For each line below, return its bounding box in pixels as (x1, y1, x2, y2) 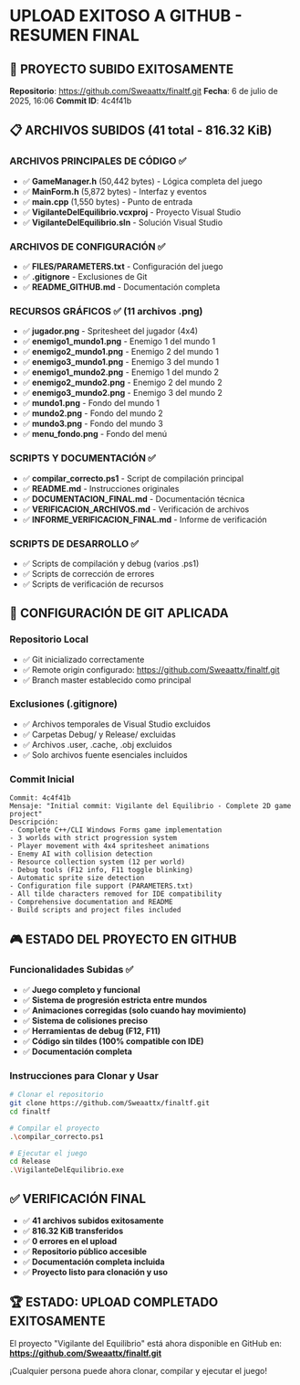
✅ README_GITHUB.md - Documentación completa (22, 281, 221, 293)
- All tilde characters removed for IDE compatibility (9, 890, 222, 899)
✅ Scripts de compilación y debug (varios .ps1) (22, 558, 200, 569)
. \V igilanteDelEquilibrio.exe (9, 1166, 125, 1175)
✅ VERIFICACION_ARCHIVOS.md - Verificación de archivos (22, 504, 250, 515)
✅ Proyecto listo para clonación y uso (22, 1266, 169, 1277)
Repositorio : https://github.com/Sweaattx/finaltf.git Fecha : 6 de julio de (9, 86, 278, 96)
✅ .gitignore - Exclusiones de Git (22, 271, 148, 282)
